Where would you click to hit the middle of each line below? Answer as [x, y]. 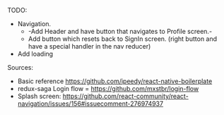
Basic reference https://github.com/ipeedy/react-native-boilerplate [115, 81]
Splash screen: [39, 96]
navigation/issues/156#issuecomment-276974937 [90, 104]
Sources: [20, 67]
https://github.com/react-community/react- [125, 96]
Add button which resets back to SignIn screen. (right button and [123, 39]
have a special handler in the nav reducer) [89, 46]
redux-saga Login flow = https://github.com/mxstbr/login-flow [108, 89]
